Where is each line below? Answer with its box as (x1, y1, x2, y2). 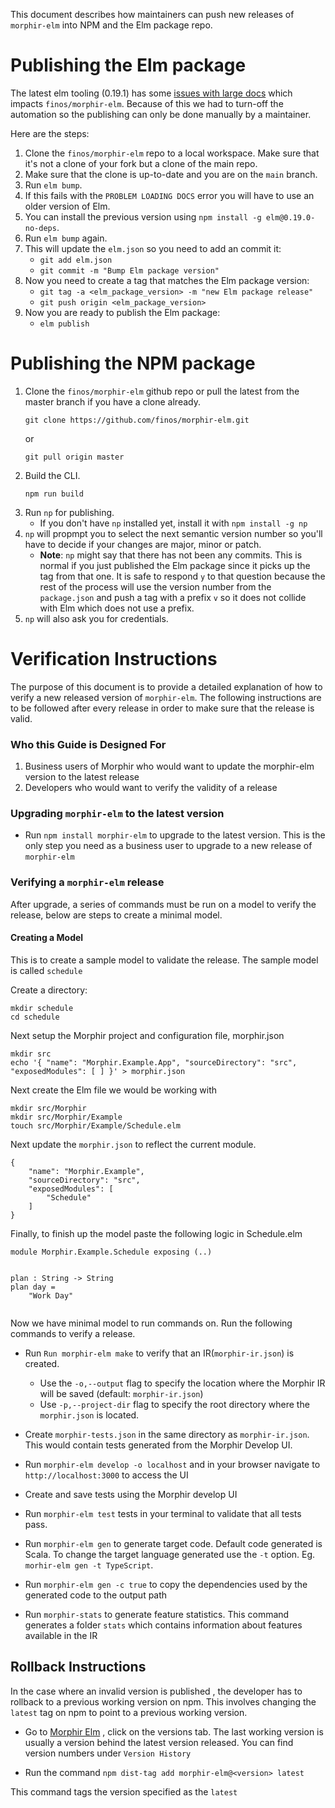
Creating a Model (10, 932, 84, 944)
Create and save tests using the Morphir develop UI (24, 1488, 238, 1500)
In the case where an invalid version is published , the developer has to (10, 1685, 303, 1697)
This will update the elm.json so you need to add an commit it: (24, 242, 282, 254)
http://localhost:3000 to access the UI (24, 1469, 189, 1481)
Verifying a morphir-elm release (10, 875, 165, 889)
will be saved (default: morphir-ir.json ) (39, 1387, 204, 1399)
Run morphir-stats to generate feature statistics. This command (24, 1608, 290, 1620)
